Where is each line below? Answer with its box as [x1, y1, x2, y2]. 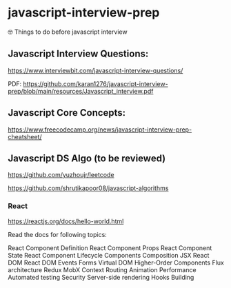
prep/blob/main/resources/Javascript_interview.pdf [8, 87, 154, 95]
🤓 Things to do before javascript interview [8, 28, 128, 36]
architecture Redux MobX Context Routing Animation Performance [8, 265, 197, 274]
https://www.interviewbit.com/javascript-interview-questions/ [8, 66, 183, 74]
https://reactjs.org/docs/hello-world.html [8, 217, 124, 225]
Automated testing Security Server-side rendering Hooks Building [8, 273, 194, 281]
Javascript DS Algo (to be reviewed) [8, 152, 166, 164]
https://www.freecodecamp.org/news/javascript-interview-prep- [8, 125, 192, 134]
